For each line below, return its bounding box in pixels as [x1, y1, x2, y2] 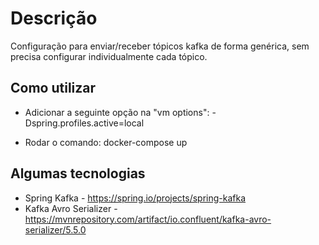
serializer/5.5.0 [24, 223, 87, 236]
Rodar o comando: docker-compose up [24, 136, 188, 148]
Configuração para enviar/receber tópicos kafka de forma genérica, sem [10, 40, 310, 52]
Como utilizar [10, 80, 97, 97]
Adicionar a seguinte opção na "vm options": [24, 106, 210, 118]
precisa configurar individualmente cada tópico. [10, 50, 208, 62]
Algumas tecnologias [10, 165, 146, 182]
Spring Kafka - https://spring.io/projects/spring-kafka [24, 192, 247, 204]
